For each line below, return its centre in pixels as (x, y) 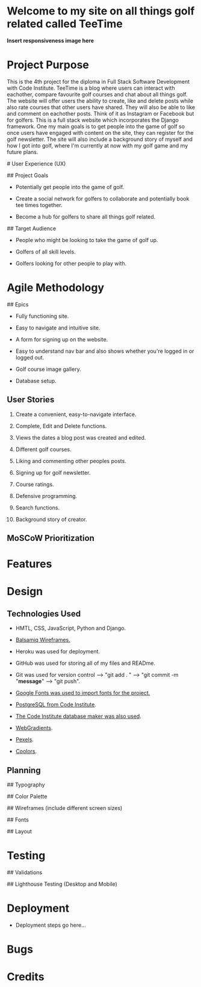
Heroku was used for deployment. (58, 652)
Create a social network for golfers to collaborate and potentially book (102, 198)
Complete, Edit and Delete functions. (61, 426)
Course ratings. (35, 484)
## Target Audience (32, 228)
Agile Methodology (56, 288)
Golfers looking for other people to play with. (71, 263)
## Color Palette (27, 797)
